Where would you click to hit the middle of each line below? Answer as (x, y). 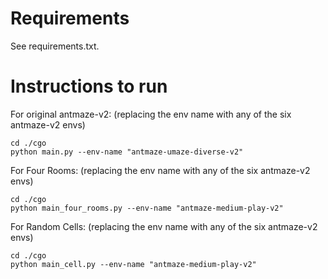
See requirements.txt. (55, 46)
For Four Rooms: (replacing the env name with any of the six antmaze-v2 (160, 170)
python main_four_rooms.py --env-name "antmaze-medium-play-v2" (147, 208)
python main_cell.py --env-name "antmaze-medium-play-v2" (133, 264)
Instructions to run (89, 86)
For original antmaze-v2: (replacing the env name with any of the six (151, 114)
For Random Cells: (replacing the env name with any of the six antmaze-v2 (164, 226)
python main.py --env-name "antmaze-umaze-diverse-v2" (127, 152)
